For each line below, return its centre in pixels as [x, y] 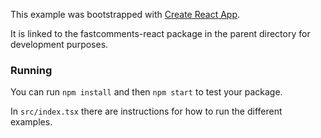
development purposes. [59, 44]
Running [31, 70]
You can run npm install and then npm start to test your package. [146, 92]
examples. [31, 122]
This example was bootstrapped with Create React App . [125, 14]
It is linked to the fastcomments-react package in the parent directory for [160, 33]
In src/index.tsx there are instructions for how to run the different [146, 111]
